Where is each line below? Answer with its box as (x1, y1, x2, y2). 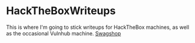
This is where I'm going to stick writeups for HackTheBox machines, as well (6, 24, 190, 31)
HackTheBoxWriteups (6, 4, 116, 18)
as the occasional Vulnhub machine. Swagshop (6, 29, 121, 37)
